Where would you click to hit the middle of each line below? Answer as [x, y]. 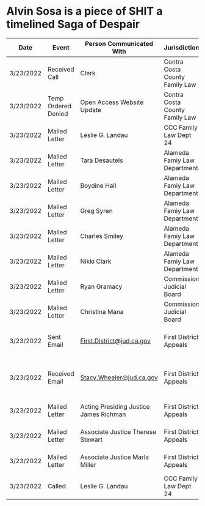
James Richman [103, 414]
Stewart [91, 439]
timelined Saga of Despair [73, 24]
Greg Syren [96, 210]
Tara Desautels [102, 160]
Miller [88, 464]
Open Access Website [112, 102]
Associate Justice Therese [118, 431]
